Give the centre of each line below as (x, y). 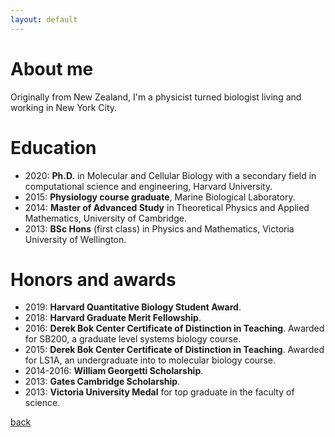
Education (53, 147)
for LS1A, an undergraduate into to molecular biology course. (150, 360)
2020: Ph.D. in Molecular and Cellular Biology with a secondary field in (170, 175)
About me (52, 68)
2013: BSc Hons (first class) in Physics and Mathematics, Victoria (159, 228)
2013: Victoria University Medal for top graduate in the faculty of (159, 392)
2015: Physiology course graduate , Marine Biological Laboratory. (160, 197)
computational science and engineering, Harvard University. (148, 186)
